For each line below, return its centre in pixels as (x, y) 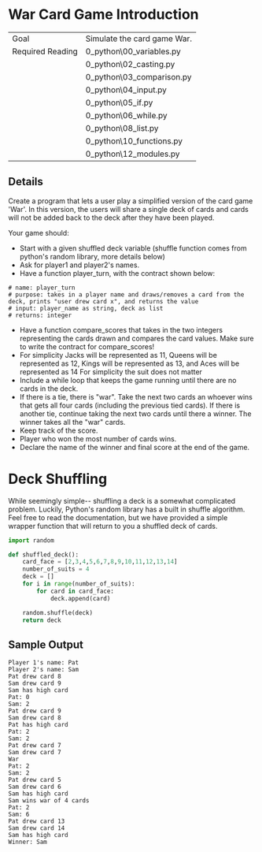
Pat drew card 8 (35, 677)
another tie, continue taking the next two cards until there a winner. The (135, 413)
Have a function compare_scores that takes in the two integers (121, 329)
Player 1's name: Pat (44, 663)
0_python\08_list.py (122, 128)
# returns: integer (40, 315)
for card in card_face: (75, 591)
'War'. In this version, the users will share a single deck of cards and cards (129, 209)
